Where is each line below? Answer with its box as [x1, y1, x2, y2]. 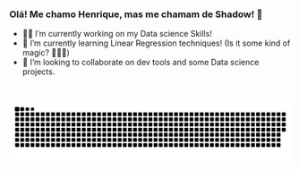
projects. [21, 66, 56, 77]
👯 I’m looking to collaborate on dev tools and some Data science [21, 57, 260, 68]
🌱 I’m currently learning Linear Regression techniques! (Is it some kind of [21, 38, 291, 48]
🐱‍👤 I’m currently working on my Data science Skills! [21, 29, 212, 39]
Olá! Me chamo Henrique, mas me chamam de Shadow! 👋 [9, 8, 263, 21]
